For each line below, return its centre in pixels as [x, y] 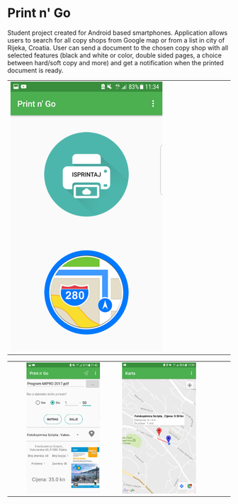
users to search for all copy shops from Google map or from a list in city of [116, 40]
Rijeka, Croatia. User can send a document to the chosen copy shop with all [118, 47]
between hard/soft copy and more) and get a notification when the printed [116, 62]
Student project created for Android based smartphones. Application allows [118, 33]
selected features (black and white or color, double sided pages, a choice [114, 55]
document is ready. [35, 70]
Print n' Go [39, 13]
